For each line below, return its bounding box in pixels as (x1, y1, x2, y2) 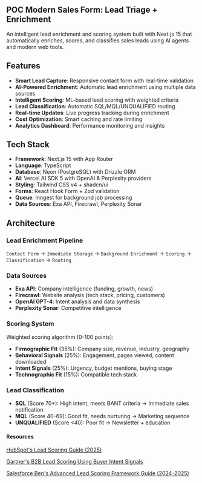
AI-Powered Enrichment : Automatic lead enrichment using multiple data (15, 83, 197, 90)
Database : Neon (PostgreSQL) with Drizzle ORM (15, 168, 136, 176)
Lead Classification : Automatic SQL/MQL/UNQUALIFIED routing (15, 102, 175, 110)
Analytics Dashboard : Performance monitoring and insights (15, 122, 165, 129)
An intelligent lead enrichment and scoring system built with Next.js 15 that (6, 30, 192, 38)
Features (6, 61, 41, 71)
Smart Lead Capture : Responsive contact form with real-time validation (15, 77, 194, 84)
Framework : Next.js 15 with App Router (15, 156, 113, 163)
